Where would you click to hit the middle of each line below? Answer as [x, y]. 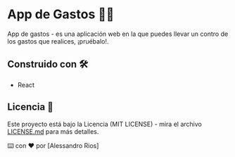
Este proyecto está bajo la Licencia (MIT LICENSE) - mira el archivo [104, 124]
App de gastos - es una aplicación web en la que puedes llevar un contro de [118, 34]
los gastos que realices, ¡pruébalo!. [58, 41]
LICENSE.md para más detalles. [53, 131]
